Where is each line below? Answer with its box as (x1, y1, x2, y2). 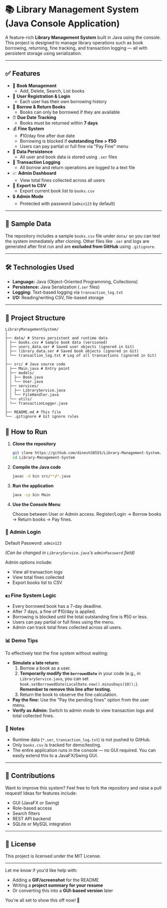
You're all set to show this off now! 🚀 (5, 897, 80, 904)
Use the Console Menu (12, 501, 61, 507)
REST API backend (12, 815, 51, 821)
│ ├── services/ (5, 384, 39, 389)
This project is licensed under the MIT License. (5, 853, 101, 859)
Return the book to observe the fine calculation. (19, 691, 118, 697)
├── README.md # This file (5, 410, 61, 415)
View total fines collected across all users (19, 177, 105, 183)
